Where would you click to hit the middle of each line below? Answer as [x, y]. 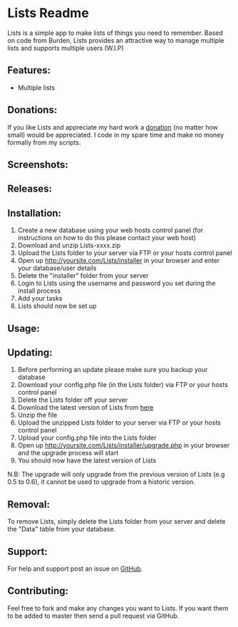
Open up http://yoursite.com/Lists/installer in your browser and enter [119, 261]
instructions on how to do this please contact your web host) [107, 238]
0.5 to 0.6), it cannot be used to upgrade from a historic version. [102, 482]
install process [39, 291]
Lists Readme [48, 13]
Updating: [30, 352]
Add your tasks [40, 299]
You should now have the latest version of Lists [87, 460]
